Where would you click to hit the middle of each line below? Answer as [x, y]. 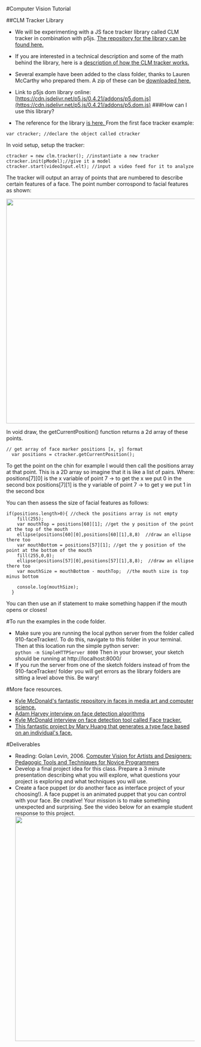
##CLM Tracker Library [35, 20]
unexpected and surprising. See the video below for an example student [104, 807]
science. [25, 707]
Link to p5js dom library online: [53, 92]
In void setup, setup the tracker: [45, 145]
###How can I [170, 105]
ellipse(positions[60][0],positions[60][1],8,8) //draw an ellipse [104, 535]
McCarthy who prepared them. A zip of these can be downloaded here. [103, 81]
